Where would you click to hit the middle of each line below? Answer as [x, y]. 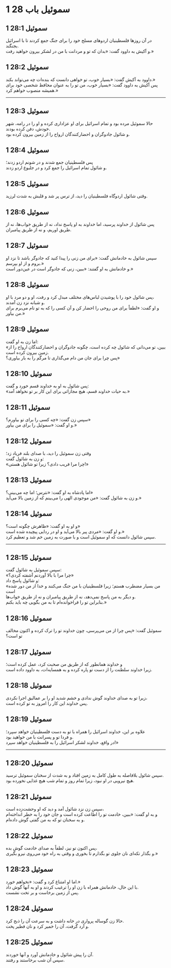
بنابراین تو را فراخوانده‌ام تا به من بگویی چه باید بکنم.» [56, 602]
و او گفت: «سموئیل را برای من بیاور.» [41, 425]
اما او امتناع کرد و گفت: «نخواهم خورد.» [43, 881]
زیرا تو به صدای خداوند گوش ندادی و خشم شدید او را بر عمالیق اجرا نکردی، [77, 698]
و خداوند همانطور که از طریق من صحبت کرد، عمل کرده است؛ [64, 664]
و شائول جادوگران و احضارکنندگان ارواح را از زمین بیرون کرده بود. [68, 134]
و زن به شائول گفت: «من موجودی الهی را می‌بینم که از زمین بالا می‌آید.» [74, 498]
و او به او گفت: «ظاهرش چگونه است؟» [43, 526]
